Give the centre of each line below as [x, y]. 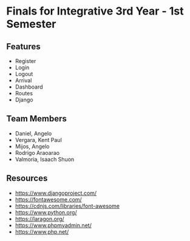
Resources [27, 178]
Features [23, 46]
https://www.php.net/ [42, 231]
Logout [24, 74]
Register [25, 61]
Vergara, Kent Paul [38, 140]
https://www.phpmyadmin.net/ [53, 225]
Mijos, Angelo [32, 146]
